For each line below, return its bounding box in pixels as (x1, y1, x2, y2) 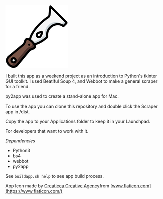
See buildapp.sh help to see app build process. (5, 173, 104, 179)
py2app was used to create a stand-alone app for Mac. (5, 93, 119, 99)
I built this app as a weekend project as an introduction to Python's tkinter (5, 73, 157, 79)
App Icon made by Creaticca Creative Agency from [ (5, 183, 112, 189)
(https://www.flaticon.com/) (5, 188, 63, 194)
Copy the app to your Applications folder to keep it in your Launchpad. (5, 118, 150, 124)
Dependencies (5, 138, 35, 144)
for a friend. (5, 84, 30, 89)
